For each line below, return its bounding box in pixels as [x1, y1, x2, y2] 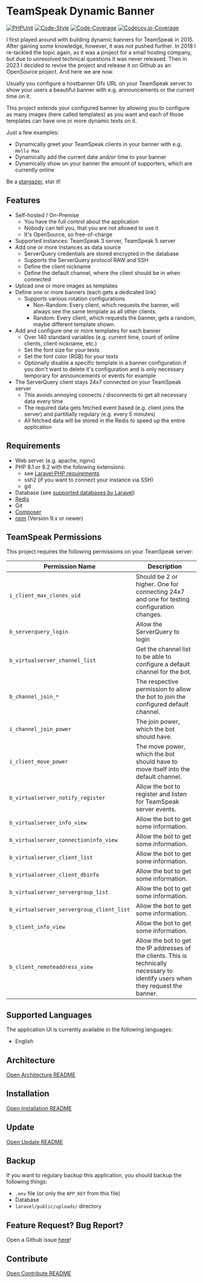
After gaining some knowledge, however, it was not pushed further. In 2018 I [6, 42, 196, 50]
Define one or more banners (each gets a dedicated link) [14, 288, 156, 295]
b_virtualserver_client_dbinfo [9, 872, 100, 878]
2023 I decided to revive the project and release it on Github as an [6, 62, 171, 69]
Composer [14, 508, 42, 515]
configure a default [135, 660, 190, 669]
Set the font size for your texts [24, 346, 100, 353]
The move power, [135, 742, 185, 751]
